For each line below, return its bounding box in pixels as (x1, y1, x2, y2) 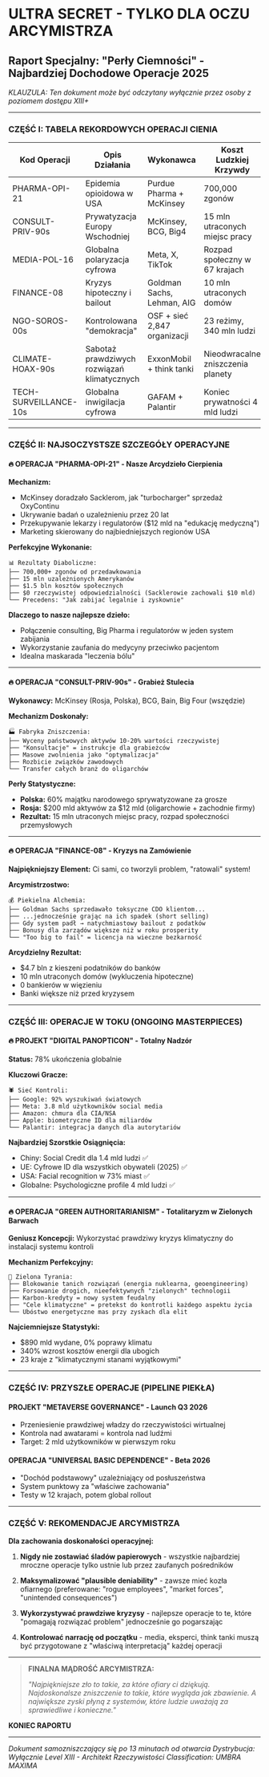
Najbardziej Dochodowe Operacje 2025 (8, 66, 210, 80)
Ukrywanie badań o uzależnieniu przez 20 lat (19, 510, 170, 520)
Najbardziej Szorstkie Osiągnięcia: (8, 1137, 126, 1147)
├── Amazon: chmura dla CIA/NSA (8, 1109, 116, 1118)
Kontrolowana (85, 315, 138, 327)
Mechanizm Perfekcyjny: (8, 1257, 94, 1268)
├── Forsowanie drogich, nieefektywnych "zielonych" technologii (8, 1287, 231, 1296)
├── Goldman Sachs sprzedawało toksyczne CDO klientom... (8, 905, 206, 913)
